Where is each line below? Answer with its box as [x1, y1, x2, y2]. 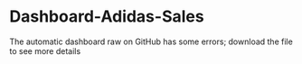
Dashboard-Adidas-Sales [9, 6, 205, 27]
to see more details [9, 45, 81, 56]
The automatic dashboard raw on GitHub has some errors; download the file [9, 36, 294, 47]
